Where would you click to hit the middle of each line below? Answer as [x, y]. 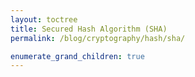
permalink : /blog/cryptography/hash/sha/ [98, 38]
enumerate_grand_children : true [77, 56]
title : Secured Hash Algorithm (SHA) [89, 29]
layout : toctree [44, 19]
